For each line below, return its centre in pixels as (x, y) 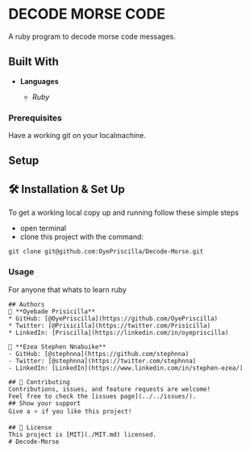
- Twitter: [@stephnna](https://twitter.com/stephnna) (102, 361)
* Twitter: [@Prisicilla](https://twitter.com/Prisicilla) (110, 325)
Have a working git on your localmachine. (77, 136)
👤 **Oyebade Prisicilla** (52, 312)
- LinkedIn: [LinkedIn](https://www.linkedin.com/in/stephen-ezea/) (126, 368)
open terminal (43, 228)
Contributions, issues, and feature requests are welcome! (110, 389)
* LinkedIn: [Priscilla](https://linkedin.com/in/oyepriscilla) (119, 333)
